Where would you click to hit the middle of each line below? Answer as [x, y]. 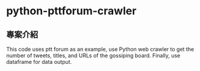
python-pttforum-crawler [71, 11]
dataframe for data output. [39, 62]
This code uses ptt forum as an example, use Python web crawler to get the [100, 49]
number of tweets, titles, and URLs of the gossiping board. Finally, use [93, 55]
